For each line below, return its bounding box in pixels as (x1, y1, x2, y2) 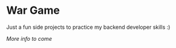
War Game (6, 4, 60, 17)
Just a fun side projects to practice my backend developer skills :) (6, 23, 171, 31)
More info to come (6, 35, 53, 42)
